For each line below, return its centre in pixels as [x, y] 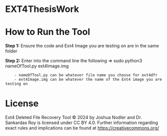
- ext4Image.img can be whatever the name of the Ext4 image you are [88, 80]
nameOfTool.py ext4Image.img [37, 66]
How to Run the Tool [48, 32]
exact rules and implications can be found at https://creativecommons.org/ [82, 128]
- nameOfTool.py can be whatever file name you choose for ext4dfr [86, 75]
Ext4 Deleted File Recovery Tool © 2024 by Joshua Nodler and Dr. [74, 118]
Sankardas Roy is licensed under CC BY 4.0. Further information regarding [82, 123]
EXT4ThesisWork [42, 9]
